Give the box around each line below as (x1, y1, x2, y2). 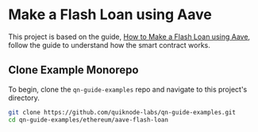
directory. (8, 93, 40, 103)
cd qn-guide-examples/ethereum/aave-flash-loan (8, 115, 169, 124)
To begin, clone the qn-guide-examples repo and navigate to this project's (8, 84, 248, 94)
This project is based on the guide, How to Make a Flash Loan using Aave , (8, 32, 251, 41)
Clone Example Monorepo (8, 64, 139, 77)
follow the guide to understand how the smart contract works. (8, 40, 210, 49)
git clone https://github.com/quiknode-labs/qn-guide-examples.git (8, 108, 237, 116)
